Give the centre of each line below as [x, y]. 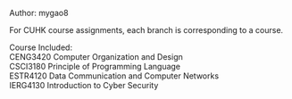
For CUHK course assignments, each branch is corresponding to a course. [146, 30]
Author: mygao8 [39, 13]
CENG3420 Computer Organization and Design [96, 57]
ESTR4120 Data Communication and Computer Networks [114, 76]
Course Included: [41, 47]
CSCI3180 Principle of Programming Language [95, 66]
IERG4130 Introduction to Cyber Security [84, 85]
